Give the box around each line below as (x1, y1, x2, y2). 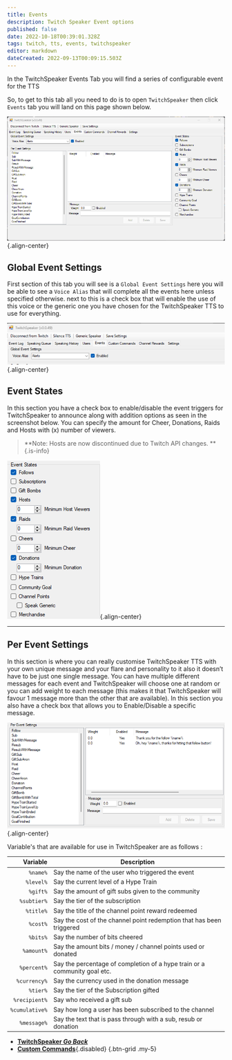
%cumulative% (10, 1006, 48, 1014)
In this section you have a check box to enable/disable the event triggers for (7, 404, 224, 412)
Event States (7, 386, 64, 397)
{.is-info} (23, 446, 50, 455)
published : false (7, 26, 57, 32)
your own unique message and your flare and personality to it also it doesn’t (7, 664, 224, 673)
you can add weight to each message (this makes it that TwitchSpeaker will (7, 686, 222, 694)
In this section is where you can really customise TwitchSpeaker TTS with (7, 657, 217, 665)
